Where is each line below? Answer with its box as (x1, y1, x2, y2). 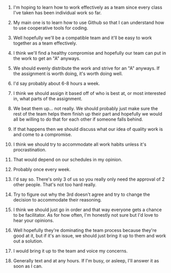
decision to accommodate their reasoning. (13, 197, 102, 202)
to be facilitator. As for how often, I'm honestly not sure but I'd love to (13, 212, 159, 218)
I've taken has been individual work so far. (13, 10, 102, 16)
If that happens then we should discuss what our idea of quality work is (13, 126, 163, 132)
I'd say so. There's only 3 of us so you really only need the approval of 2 (13, 176, 165, 182)
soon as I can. (13, 263, 43, 269)
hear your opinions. (13, 218, 54, 223)
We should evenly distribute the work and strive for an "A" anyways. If (13, 65, 160, 71)
